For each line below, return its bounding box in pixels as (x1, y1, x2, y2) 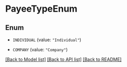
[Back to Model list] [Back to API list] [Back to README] (5, 56, 122, 62)
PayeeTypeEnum (5, 3, 78, 15)
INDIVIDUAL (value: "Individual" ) (12, 37, 81, 43)
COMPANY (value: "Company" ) (12, 47, 68, 52)
